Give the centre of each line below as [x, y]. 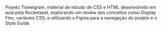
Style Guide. [18, 23]
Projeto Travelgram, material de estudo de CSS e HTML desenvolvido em [81, 7]
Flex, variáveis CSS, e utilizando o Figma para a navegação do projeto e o [81, 18]
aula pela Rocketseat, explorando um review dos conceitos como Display [81, 12]
